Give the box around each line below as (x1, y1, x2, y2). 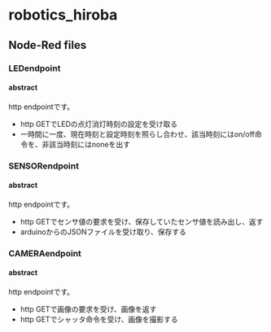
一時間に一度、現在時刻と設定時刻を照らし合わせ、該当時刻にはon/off (20, 129, 255, 139)
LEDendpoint (8, 63, 61, 74)
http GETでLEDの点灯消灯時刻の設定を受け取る (20, 119, 178, 129)
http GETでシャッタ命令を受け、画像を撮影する (20, 314, 178, 324)
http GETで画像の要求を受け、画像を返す (20, 304, 157, 314)
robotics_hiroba (8, 6, 118, 24)
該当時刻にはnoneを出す (48, 139, 130, 149)
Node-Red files (8, 38, 87, 52)
